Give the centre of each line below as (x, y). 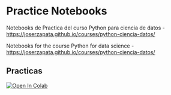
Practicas (25, 71)
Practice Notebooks (57, 11)
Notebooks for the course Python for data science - (70, 46)
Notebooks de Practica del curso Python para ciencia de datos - (85, 28)
